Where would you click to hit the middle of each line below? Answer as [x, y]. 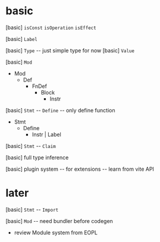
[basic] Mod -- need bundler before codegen [59, 221]
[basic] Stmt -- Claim [31, 146]
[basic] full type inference [37, 157]
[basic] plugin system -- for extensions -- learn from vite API [80, 169]
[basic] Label [22, 39]
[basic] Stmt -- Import [32, 209]
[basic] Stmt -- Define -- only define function [60, 110]
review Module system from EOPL [56, 232]
